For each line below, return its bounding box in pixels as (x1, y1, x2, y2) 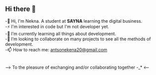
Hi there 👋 (5, 5, 36, 13)
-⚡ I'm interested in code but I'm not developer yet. (5, 23, 109, 30)
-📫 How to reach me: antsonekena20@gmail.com (5, 46, 107, 52)
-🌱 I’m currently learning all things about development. (5, 31, 116, 37)
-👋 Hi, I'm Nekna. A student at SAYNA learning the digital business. (5, 18, 143, 24)
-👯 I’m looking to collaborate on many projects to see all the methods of (5, 36, 151, 42)
